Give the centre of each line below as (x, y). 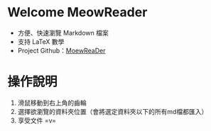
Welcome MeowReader (77, 12)
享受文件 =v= (37, 120)
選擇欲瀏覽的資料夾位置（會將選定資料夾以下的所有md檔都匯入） (113, 111)
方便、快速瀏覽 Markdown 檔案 (63, 33)
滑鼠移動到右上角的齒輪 (52, 103)
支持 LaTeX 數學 (41, 41)
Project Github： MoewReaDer (61, 50)
